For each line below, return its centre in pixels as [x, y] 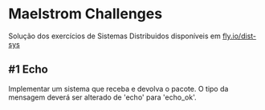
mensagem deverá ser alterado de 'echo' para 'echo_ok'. [102, 97]
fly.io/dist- [239, 36]
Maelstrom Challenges [86, 14]
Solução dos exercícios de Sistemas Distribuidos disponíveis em [114, 36]
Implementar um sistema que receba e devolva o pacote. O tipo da [118, 88]
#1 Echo [28, 70]
